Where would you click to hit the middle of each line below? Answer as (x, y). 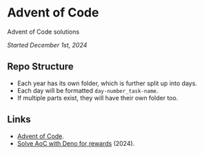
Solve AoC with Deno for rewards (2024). (76, 143)
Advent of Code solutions (43, 32)
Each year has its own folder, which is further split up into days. (107, 83)
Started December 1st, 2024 (47, 45)
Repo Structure (40, 67)
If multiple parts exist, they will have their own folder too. (98, 98)
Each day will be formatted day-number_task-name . (88, 90)
